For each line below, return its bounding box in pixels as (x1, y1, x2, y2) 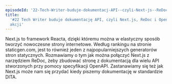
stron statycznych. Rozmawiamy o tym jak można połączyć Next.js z (5, 52, 149, 58)
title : (5, 12, 19, 17)
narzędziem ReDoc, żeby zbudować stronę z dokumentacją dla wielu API (5, 57, 160, 64)
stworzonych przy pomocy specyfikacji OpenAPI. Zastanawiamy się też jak (5, 63, 164, 69)
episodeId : (5, 7, 29, 13)
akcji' (10, 22, 24, 27)
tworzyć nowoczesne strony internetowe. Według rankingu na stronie (5, 41, 152, 48)
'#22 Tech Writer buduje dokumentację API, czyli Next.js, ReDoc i (10, 17, 157, 22)
